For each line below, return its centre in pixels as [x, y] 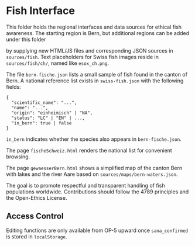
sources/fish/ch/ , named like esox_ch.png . [58, 63]
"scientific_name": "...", [44, 103]
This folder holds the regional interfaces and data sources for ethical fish [94, 27]
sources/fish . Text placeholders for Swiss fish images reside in [83, 57]
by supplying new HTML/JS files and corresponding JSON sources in [90, 50]
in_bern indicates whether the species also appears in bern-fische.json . [94, 139]
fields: [14, 86]
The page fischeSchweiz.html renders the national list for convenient [89, 150]
